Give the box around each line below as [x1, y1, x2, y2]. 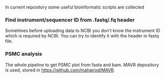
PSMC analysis [5, 50, 42, 57]
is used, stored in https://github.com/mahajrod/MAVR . [5, 67, 115, 73]
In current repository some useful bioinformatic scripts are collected [5, 4, 145, 10]
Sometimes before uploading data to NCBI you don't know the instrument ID [5, 28, 161, 34]
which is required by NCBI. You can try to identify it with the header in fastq [5, 33, 159, 39]
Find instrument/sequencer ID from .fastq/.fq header [5, 16, 135, 23]
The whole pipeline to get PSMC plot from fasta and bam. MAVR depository [5, 62, 160, 68]
